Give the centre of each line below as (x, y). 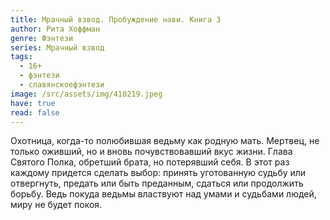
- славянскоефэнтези (62, 85)
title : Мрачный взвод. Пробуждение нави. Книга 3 (116, 19)
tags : (21, 57)
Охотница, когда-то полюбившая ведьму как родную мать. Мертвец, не (165, 141)
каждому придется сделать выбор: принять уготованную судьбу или (158, 173)
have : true (33, 103)
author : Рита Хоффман (55, 29)
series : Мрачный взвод (57, 47)
